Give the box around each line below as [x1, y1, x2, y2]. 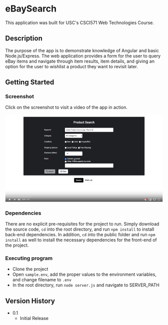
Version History [5, 296, 55, 305]
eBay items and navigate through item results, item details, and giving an [5, 58, 155, 64]
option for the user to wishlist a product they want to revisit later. [5, 63, 138, 69]
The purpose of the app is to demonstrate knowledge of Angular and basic [5, 47, 159, 53]
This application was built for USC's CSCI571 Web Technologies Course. [5, 20, 154, 26]
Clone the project [12, 266, 48, 272]
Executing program [5, 255, 53, 261]
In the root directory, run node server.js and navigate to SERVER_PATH [12, 282, 160, 288]
